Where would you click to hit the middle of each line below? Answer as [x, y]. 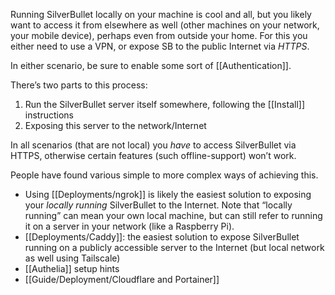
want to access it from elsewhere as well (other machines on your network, [165, 25]
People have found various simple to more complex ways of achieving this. [164, 175]
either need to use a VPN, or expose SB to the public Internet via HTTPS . [160, 46]
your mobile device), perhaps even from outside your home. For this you [159, 35]
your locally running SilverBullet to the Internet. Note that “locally [158, 205]
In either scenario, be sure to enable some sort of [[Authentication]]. [151, 65]
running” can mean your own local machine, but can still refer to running [173, 215]
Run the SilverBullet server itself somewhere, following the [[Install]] [164, 104]
